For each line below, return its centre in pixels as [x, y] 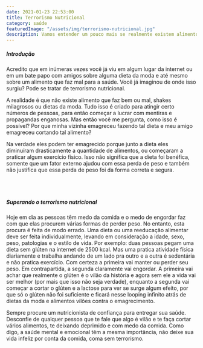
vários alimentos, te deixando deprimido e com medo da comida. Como [95, 326]
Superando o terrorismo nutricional [52, 202]
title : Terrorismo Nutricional [46, 18]
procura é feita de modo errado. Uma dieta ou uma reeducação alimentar [97, 230]
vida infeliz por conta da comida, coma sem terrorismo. [75, 339]
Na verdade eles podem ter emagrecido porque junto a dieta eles [87, 144]
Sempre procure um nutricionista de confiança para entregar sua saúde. [96, 313]
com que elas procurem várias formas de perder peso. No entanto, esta [95, 224]
